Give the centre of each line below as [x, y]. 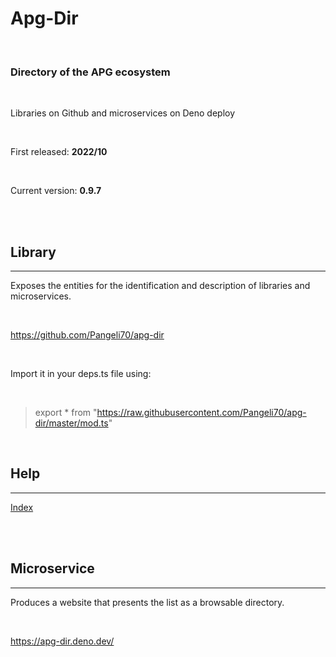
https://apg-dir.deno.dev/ [62, 641]
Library [33, 252]
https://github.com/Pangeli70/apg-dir [87, 335]
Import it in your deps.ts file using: [81, 374]
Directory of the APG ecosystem [90, 72]
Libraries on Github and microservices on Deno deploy [123, 113]
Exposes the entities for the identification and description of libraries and [160, 286]
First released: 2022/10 [59, 152]
